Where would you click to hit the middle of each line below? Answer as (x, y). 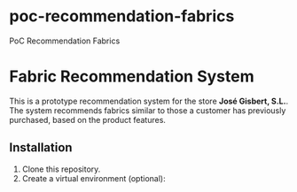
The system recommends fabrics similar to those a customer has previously (148, 110)
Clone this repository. (61, 169)
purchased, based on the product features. (88, 119)
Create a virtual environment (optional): (94, 178)
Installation (41, 148)
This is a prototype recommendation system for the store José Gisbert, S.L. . (149, 101)
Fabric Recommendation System (132, 77)
